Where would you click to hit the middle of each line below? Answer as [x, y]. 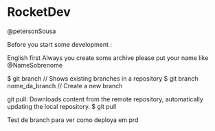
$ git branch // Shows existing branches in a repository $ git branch [103, 78]
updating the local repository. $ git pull [62, 106]
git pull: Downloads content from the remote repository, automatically [105, 99]
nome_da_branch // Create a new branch [65, 85]
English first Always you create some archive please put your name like [108, 58]
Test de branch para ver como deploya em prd [73, 120]
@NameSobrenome [35, 65]
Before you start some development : [59, 44]
